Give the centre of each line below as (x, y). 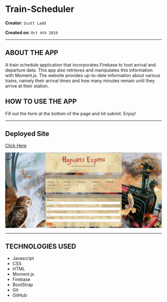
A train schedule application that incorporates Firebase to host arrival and (81, 65)
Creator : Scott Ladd (26, 23)
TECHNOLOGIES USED (41, 246)
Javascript (23, 258)
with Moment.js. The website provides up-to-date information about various (83, 75)
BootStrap (23, 285)
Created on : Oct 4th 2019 (32, 32)
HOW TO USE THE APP (41, 102)
